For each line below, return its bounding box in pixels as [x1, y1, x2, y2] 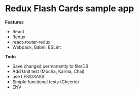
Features [5, 19, 24, 25]
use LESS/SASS [12, 73, 45, 79]
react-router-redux [12, 39, 51, 45]
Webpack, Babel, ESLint [12, 44, 61, 50]
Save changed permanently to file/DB [12, 63, 89, 69]
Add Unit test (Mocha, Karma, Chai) [12, 68, 85, 74]
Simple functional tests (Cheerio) [12, 79, 79, 85]
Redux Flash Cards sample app [5, 3, 134, 14]
